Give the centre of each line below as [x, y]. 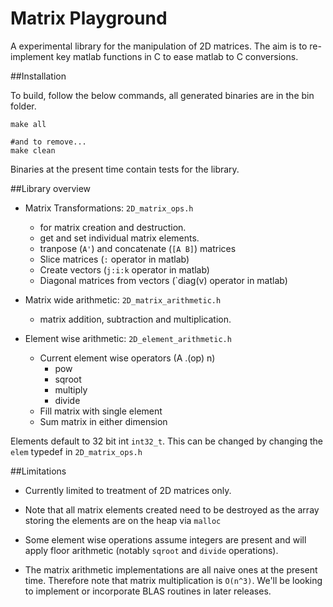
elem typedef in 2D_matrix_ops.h [76, 451]
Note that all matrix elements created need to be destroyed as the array [172, 509]
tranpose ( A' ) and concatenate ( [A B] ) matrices [138, 248]
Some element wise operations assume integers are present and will [165, 539]
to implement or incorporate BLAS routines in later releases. [148, 591]
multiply [71, 389]
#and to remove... [48, 142]
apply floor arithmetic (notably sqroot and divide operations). [151, 550]
